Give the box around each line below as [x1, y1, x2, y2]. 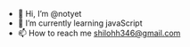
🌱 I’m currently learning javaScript [17, 18, 143, 28]
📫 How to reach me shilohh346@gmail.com [17, 27, 181, 38]
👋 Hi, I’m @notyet [17, 9, 82, 19]
